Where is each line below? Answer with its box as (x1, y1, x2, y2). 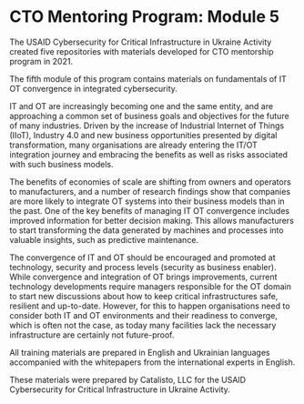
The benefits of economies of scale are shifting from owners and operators (9, 176, 291, 187)
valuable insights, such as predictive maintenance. (9, 234, 198, 245)
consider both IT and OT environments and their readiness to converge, (9, 309, 278, 320)
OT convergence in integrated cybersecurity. (9, 83, 177, 94)
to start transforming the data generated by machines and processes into (9, 225, 284, 236)
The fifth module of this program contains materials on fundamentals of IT (9, 73, 287, 84)
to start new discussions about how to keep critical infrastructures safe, (9, 290, 279, 301)
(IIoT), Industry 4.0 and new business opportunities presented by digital (9, 129, 278, 140)
